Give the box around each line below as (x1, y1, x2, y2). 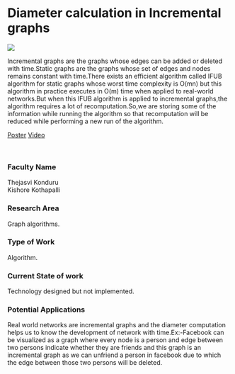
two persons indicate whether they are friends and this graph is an (7, 344, 202, 352)
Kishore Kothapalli (7, 186, 60, 194)
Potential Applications (7, 305, 86, 314)
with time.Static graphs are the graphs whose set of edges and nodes (7, 64, 211, 72)
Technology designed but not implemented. (7, 287, 134, 295)
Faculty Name (7, 161, 57, 171)
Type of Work (7, 237, 55, 247)
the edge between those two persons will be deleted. (7, 358, 163, 367)
